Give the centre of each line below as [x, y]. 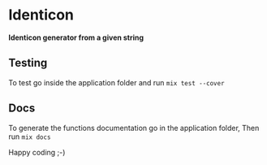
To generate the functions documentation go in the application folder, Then [134, 128]
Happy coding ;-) [37, 152]
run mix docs [30, 137]
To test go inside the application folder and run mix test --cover [116, 82]
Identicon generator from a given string [76, 37]
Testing [28, 63]
